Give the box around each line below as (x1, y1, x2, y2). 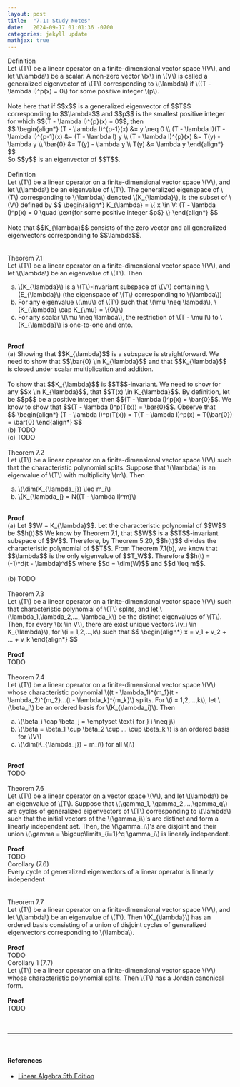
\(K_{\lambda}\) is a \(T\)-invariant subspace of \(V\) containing (17, 283, 205, 291)
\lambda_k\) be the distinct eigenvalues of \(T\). (81, 612, 222, 621)
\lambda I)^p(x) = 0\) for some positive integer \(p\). (7, 87, 159, 96)
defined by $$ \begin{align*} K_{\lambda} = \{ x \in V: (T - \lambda (20, 201, 216, 209)
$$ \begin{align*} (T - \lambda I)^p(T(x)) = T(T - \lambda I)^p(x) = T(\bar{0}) (7, 410, 233, 419)
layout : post (7, 10, 46, 18)
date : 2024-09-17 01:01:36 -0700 (7, 24, 114, 31)
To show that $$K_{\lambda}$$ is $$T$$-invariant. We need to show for (7, 380, 221, 389)
